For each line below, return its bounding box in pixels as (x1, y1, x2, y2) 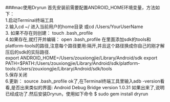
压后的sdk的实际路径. (5, 49, 50, 55)
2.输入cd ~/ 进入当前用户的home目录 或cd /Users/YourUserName (5, 23, 143, 30)
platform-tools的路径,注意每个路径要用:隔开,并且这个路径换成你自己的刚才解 (5, 43, 165, 48)
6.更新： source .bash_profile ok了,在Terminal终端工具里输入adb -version (5, 78, 160, 84)
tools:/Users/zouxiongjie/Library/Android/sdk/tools (5, 66, 113, 71)
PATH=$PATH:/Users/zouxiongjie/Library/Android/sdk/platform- (5, 60, 140, 66)
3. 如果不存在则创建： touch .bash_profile (5, 30, 93, 36)
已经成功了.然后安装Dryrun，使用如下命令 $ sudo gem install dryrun (5, 91, 148, 97)
